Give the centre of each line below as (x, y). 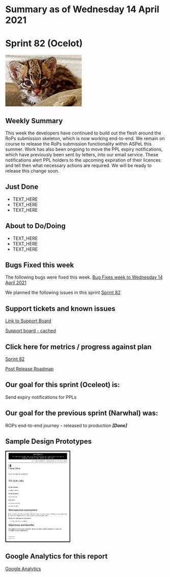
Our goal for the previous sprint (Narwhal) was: (82, 413)
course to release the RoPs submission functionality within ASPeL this (78, 144)
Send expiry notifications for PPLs (41, 397)
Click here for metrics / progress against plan (78, 347)
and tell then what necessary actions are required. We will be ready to (78, 165)
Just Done (22, 187)
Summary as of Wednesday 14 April (82, 9)
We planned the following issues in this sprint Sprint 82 (63, 293)
